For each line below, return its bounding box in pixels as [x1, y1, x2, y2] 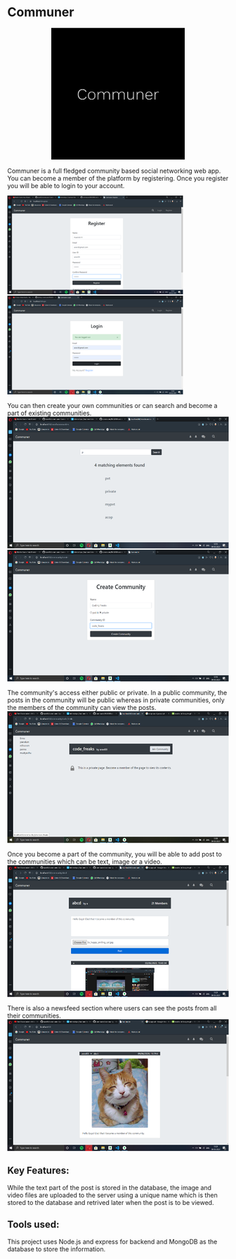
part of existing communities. [7, 409, 92, 417]
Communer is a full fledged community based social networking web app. [7, 166, 221, 175]
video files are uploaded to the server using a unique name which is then [7, 1191, 218, 1199]
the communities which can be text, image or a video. [7, 857, 163, 866]
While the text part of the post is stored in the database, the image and [7, 1183, 212, 1192]
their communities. [7, 1011, 62, 1020]
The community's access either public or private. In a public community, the [7, 688, 228, 697]
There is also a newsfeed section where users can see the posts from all [7, 1003, 217, 1012]
